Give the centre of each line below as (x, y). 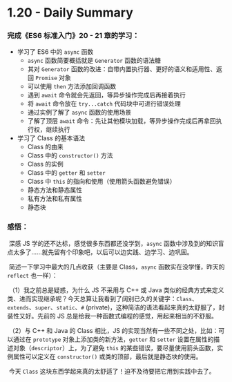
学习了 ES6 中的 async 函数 (55, 52)
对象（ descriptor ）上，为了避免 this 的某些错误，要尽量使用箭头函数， (115, 347)
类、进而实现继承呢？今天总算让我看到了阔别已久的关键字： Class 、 (103, 298)
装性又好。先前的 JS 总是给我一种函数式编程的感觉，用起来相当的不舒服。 (112, 316)
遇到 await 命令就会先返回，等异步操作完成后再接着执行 (107, 95)
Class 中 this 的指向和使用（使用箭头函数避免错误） (101, 182)
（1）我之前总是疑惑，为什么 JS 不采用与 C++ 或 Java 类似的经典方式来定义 (116, 290)
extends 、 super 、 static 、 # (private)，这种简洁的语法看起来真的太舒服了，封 (116, 307)
